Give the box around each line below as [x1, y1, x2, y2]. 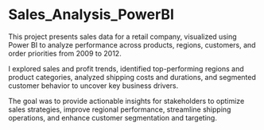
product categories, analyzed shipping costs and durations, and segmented [8, 72, 257, 82]
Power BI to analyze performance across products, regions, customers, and [8, 40, 256, 49]
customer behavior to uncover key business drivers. [8, 81, 179, 90]
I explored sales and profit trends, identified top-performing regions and [8, 63, 244, 73]
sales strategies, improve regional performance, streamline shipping [8, 105, 231, 114]
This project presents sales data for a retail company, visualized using [8, 32, 237, 41]
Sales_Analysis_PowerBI [8, 6, 175, 24]
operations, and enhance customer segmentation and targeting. [8, 113, 217, 122]
